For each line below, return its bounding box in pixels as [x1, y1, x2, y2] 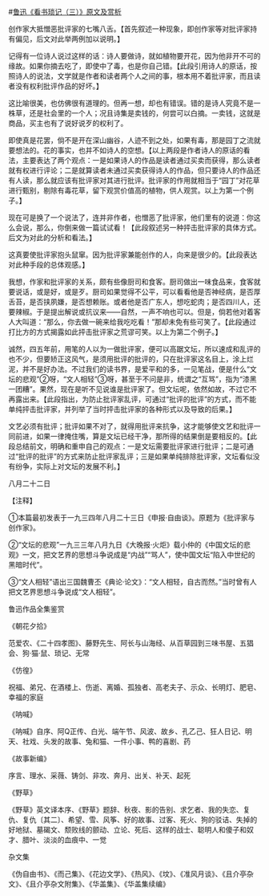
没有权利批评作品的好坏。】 [14, 81, 103, 91]
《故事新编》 [8, 754, 50, 763]
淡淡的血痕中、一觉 [42, 835, 106, 845]
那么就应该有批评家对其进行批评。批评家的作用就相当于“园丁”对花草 [35, 176, 260, 185]
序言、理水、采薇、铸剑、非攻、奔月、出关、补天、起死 [8, 771, 191, 780]
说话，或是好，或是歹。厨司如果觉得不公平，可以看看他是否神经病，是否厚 [14, 287, 261, 296]
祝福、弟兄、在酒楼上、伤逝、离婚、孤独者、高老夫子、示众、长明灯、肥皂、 [8, 682, 261, 692]
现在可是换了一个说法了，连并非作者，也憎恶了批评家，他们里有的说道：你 [8, 213, 254, 222]
